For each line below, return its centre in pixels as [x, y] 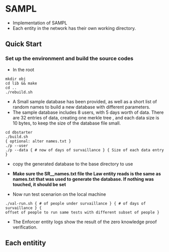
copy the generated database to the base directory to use [73, 164]
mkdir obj [16, 79]
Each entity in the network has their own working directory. [74, 28]
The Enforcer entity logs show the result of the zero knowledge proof [85, 222]
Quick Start [24, 44]
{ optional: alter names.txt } [38, 141]
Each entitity [26, 243]
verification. [25, 227]
